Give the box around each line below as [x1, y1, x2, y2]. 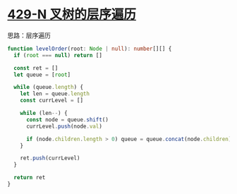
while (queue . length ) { [13, 84, 83, 91]
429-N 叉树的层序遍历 [7, 6, 136, 23]
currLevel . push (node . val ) [25, 123, 102, 130]
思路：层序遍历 [7, 31, 51, 40]
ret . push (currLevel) [20, 154, 80, 162]
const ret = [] [13, 64, 59, 71]
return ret [13, 174, 46, 181]
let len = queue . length [20, 90, 90, 97]
